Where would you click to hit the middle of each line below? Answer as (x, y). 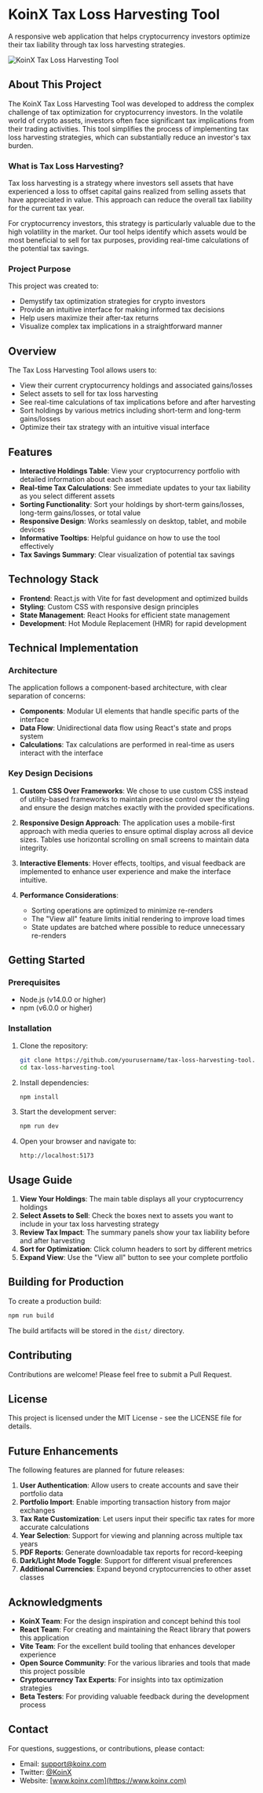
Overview (33, 351)
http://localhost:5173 (57, 1156)
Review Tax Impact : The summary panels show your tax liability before (134, 1232)
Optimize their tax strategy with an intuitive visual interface (115, 428)
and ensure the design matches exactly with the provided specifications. (137, 807)
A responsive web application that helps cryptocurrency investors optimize (129, 36)
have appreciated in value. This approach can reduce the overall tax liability (130, 200)
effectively (37, 546)
